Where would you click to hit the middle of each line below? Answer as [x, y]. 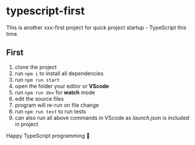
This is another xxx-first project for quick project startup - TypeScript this [96, 27]
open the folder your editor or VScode [62, 86]
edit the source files [39, 98]
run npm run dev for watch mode [55, 92]
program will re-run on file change [57, 105]
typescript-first [46, 11]
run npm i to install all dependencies [59, 73]
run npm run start [37, 79]
